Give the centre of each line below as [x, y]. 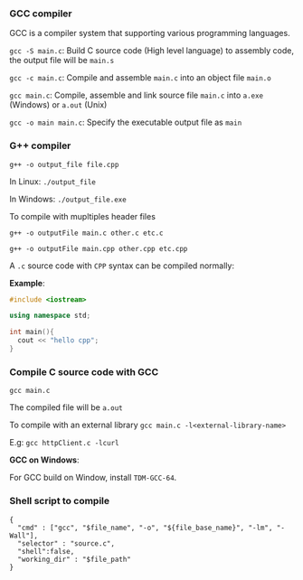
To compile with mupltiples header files [83, 216]
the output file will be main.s [62, 61]
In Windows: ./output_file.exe [68, 199]
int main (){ [32, 332]
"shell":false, [46, 551]
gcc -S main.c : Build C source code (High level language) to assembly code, [151, 51]
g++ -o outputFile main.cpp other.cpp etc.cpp [99, 248]
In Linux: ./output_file [53, 181]
